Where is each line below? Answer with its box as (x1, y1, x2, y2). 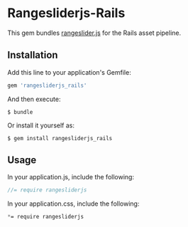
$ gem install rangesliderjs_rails (7, 134, 113, 142)
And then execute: (7, 95, 61, 103)
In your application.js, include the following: (7, 173, 135, 181)
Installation (7, 49, 58, 61)
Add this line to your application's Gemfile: (7, 68, 131, 76)
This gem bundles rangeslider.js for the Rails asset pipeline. (7, 28, 182, 37)
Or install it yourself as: (7, 121, 74, 130)
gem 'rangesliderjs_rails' (7, 82, 87, 89)
